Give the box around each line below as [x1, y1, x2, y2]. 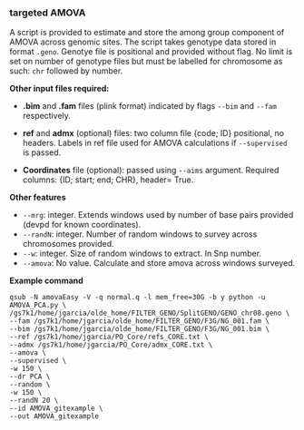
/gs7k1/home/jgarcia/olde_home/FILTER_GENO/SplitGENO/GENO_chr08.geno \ [9, 308, 290, 318]
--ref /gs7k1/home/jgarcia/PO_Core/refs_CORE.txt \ [9, 333, 209, 342]
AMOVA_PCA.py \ [9, 301, 67, 310]
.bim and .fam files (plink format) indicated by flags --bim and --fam [22, 101, 277, 112]
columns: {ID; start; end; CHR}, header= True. [22, 174, 194, 185]
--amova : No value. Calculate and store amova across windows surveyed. [22, 258, 296, 269]
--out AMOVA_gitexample [9, 412, 100, 421]
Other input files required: [9, 83, 110, 94]
